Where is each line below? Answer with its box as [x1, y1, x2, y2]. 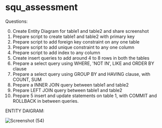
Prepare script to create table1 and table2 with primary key [12, 33, 135, 39]
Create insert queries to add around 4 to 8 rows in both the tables [12, 55, 150, 61]
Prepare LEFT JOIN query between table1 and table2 [12, 87, 123, 93]
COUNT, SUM [12, 76, 42, 82]
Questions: [5, 18, 28, 24]
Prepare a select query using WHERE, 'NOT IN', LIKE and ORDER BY [12, 60, 154, 66]
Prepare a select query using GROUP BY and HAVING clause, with [12, 71, 151, 77]
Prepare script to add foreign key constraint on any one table [12, 38, 140, 45]
